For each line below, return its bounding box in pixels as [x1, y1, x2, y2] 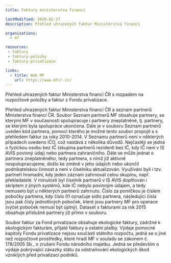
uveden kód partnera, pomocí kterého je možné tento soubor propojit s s [5, 128, 158, 135]
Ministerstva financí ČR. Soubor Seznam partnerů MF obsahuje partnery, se [5, 112, 165, 118]
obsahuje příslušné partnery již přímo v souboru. [5, 209, 108, 216]
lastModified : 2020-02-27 [5, 16, 60, 22]
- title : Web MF [10, 72, 44, 78]
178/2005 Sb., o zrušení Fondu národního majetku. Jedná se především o [5, 241, 159, 247]
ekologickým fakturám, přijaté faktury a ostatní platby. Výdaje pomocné [5, 225, 156, 231]
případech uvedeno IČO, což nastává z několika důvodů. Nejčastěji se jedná [5, 139, 165, 145]
